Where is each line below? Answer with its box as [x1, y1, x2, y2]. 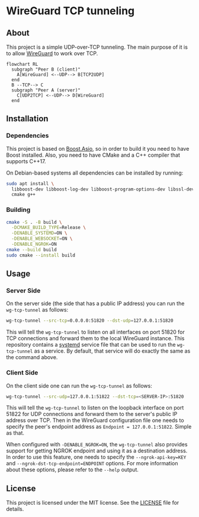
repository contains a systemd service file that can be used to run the [6, 341, 176, 348]
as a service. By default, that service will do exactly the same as [34, 347, 191, 354]
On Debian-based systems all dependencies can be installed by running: [6, 169, 184, 176]
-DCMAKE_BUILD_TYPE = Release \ [11, 224, 86, 231]
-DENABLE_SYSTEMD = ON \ [11, 230, 68, 236]
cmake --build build [6, 246, 57, 253]
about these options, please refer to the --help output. [6, 466, 139, 473]
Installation [6, 114, 49, 124]
